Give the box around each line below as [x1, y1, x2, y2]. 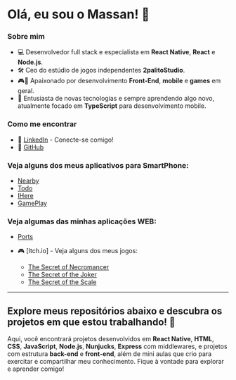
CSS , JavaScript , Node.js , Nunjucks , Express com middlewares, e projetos [7, 342, 228, 351]
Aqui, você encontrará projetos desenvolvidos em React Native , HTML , [7, 335, 214, 343]
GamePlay [17, 199, 48, 207]
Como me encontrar [7, 119, 77, 129]
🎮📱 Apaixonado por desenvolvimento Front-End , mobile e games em [17, 77, 221, 85]
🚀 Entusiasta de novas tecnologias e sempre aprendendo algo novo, [17, 94, 215, 103]
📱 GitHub [17, 142, 44, 151]
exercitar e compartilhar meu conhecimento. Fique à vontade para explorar [7, 357, 225, 366]
